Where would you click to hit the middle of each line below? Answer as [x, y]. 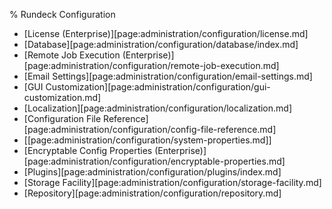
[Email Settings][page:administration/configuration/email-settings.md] [168, 76]
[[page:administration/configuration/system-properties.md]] [147, 140]
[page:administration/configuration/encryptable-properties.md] [154, 161]
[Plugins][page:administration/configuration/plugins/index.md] [152, 172]
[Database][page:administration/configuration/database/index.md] [161, 44]
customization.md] [62, 97]
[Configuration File [62, 118]
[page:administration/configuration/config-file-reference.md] [150, 129]
